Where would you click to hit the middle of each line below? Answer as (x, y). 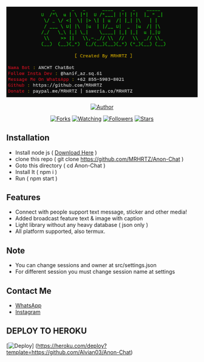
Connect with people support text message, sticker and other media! (101, 212)
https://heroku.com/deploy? (72, 346)
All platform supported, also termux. (60, 231)
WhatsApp (28, 305)
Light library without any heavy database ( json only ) (82, 225)
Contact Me (29, 291)
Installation (28, 138)
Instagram (28, 312)
